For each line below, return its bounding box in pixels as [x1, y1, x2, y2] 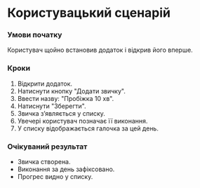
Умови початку [7, 30, 62, 40]
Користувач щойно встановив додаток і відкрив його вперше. [7, 46, 193, 54]
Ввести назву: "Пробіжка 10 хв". [17, 94, 114, 102]
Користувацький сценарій [7, 5, 171, 21]
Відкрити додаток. [17, 79, 72, 88]
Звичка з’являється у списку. [17, 109, 105, 117]
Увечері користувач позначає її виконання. [17, 116, 148, 125]
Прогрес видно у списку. [17, 173, 93, 181]
